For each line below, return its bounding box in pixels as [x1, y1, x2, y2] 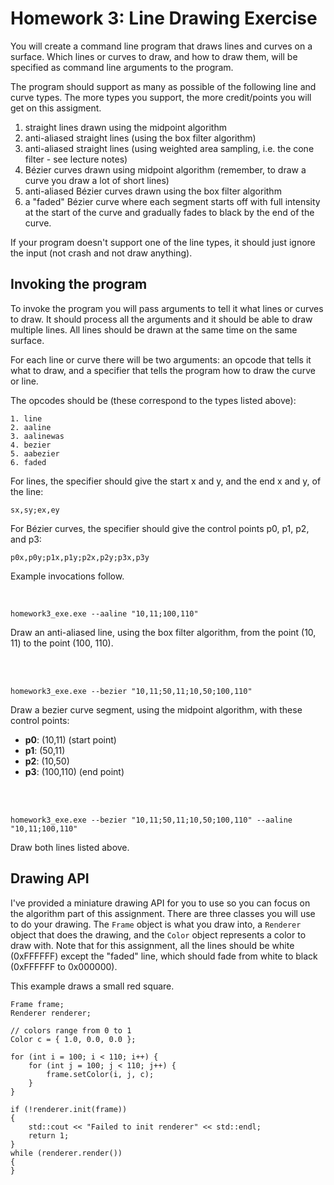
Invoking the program [10, 276, 148, 293]
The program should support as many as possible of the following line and [10, 80, 317, 92]
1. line [10, 413, 43, 424]
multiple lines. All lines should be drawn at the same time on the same [10, 323, 298, 336]
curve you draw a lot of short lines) [24, 174, 170, 186]
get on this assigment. [10, 102, 102, 114]
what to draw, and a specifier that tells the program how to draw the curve [10, 364, 316, 376]
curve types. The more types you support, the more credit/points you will [10, 91, 312, 103]
